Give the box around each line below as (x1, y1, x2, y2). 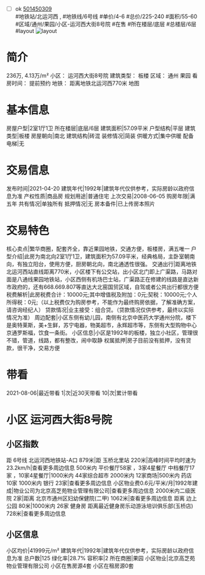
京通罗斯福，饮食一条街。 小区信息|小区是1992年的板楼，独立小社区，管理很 (6, 329, 198, 336)
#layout (15, 27, 35, 35)
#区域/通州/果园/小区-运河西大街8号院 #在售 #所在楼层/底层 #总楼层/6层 (15, 21, 197, 28)
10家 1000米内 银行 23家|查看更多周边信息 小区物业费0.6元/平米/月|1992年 (6, 479, 193, 486)
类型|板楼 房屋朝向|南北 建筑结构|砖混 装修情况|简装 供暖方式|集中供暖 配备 (6, 132, 194, 139)
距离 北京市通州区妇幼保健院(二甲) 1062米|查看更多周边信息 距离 (23, 494, 185, 502)
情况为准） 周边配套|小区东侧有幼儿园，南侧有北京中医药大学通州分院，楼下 (6, 314, 197, 321)
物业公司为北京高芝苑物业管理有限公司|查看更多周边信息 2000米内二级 (13, 486, 191, 494)
